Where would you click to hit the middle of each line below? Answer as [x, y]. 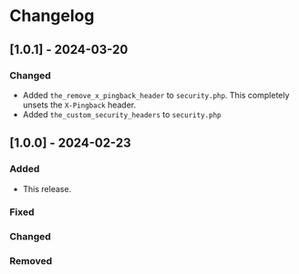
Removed [31, 261]
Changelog [52, 16]
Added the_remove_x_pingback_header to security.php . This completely [156, 95]
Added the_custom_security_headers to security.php [122, 114]
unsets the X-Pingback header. [79, 105]
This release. [47, 188]
